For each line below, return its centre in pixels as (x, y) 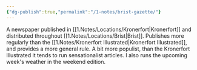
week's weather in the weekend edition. (56, 61)
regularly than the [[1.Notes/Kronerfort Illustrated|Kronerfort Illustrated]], (97, 42)
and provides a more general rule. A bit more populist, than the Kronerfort (98, 49)
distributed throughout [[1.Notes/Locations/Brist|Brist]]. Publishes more (95, 36)
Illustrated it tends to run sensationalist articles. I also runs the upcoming (97, 55)
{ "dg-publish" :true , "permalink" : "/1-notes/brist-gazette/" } (84, 12)
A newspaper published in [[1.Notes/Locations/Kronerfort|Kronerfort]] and (99, 29)
